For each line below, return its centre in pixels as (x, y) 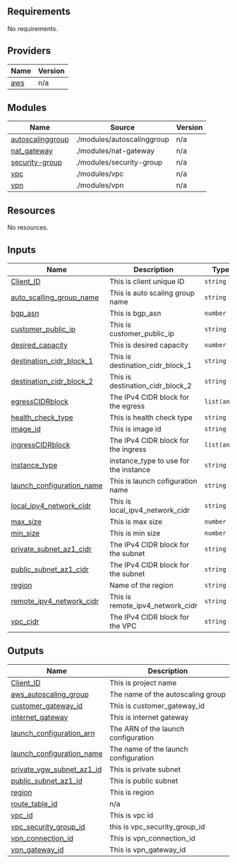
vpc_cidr (25, 622)
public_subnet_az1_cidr (50, 569)
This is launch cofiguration (153, 481)
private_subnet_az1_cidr (51, 549)
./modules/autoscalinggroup (122, 139)
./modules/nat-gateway (115, 151)
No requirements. (33, 28)
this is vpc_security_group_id (157, 827)
